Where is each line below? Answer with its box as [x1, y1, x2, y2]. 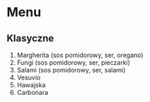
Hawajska [16, 81, 46, 89]
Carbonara [16, 89, 49, 96]
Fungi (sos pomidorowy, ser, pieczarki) [16, 58, 130, 67]
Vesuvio [16, 73, 41, 82]
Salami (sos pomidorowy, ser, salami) [16, 66, 126, 74]
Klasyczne [6, 32, 54, 44]
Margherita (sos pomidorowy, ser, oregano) [16, 51, 144, 59]
